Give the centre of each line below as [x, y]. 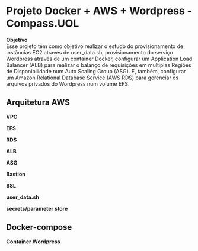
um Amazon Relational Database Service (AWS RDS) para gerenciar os [92, 78]
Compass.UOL [43, 23]
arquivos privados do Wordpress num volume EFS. [68, 83]
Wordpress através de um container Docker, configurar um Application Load [99, 59]
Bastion [16, 174]
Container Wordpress [33, 242]
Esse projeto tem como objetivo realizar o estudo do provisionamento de [95, 46]
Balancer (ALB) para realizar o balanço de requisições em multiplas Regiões [99, 65]
